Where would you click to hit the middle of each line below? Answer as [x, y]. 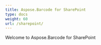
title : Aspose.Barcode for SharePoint [45, 10]
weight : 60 [16, 19]
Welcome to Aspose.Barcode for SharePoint [50, 38]
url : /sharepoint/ [24, 23]
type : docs [16, 14]
